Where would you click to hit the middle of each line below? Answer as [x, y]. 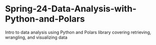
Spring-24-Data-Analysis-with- [71, 9]
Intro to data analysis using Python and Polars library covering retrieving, [78, 32]
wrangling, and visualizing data [36, 37]
